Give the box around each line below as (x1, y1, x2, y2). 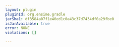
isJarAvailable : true (5, 21, 50, 26)
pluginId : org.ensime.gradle (5, 12, 65, 17)
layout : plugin (5, 7, 37, 12)
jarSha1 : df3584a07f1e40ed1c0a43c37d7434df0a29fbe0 (5, 16, 114, 21)
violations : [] (5, 30, 37, 35)
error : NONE (5, 26, 30, 31)
